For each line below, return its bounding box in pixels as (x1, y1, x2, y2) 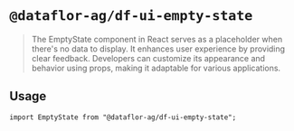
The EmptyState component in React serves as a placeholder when (31, 33, 283, 44)
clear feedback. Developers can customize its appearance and (31, 52, 265, 63)
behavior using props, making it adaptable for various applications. (31, 62, 281, 73)
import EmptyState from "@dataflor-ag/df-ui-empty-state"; (9, 112, 237, 122)
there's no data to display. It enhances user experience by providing (31, 43, 286, 54)
